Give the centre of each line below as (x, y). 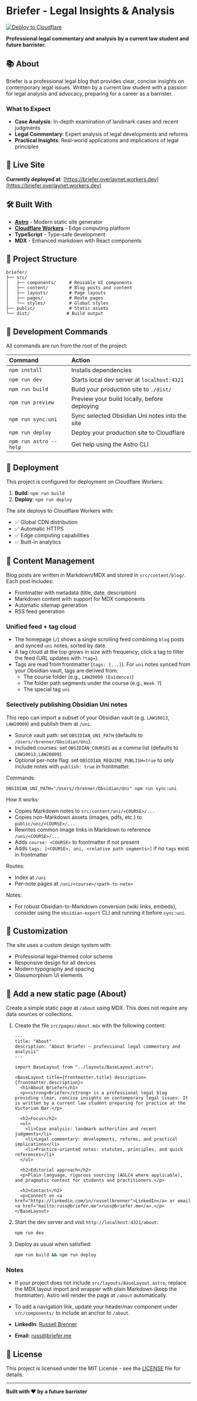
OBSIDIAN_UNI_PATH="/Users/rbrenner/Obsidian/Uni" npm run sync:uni (91, 788)
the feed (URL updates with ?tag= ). (57, 658)
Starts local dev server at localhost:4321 (128, 380)
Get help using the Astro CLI (110, 444)
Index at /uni (30, 877)
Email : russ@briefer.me (43, 1336)
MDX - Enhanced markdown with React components (78, 240)
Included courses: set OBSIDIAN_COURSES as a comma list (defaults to (96, 747)
